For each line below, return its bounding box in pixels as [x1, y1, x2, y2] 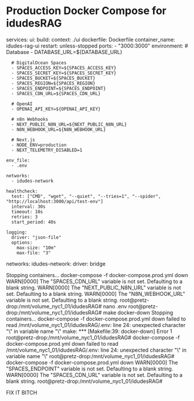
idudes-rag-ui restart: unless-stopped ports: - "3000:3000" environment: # [6, 42, 189, 49]
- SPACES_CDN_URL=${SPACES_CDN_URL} [11, 90, 101, 96]
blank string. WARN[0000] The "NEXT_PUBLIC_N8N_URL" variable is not [6, 284, 182, 291]
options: [11, 240, 33, 245]
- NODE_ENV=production [11, 142, 67, 148]
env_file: [6, 157, 30, 163]
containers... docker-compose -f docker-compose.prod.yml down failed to [6, 315, 186, 322]
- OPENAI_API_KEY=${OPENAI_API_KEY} [11, 106, 101, 112]
